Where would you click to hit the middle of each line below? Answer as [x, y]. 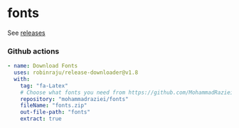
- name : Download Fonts [43, 66]
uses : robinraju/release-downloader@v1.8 [76, 73]
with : [22, 79]
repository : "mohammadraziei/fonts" [75, 99]
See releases [26, 33]
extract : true [41, 119]
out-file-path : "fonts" [55, 112]
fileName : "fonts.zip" [54, 106]
